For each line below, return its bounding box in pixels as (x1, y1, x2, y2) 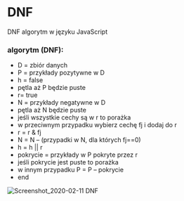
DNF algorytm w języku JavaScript (7, 27, 107, 36)
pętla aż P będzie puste (17, 84, 86, 92)
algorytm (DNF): (7, 45, 64, 55)
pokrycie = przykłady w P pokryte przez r (17, 150, 138, 159)
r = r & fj (17, 128, 41, 137)
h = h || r (17, 143, 43, 152)
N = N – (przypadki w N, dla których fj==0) (17, 136, 142, 144)
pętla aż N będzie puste (17, 106, 86, 115)
